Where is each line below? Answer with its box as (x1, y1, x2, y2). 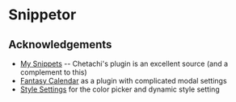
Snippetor (8, 6, 77, 24)
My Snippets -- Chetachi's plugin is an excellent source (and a (19, 59, 229, 68)
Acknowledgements (8, 38, 112, 51)
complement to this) (19, 67, 87, 77)
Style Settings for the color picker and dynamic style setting (19, 84, 220, 94)
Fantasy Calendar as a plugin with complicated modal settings (19, 76, 228, 85)
